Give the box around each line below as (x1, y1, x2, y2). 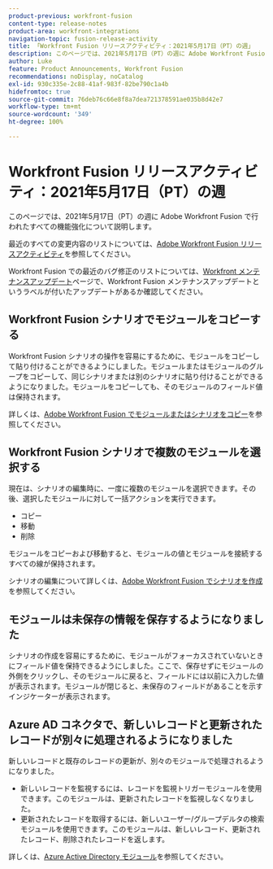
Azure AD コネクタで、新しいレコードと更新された (8, 718, 262, 731)
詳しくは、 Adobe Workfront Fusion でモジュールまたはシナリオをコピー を (8, 408, 256, 419)
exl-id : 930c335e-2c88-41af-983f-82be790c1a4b (8, 80, 169, 88)
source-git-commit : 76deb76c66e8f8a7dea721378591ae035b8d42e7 (8, 95, 223, 103)
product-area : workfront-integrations (8, 27, 140, 35)
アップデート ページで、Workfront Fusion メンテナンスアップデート (29, 276, 253, 286)
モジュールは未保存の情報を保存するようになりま (8, 612, 253, 627)
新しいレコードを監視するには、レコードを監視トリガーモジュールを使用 (19, 784, 262, 793)
